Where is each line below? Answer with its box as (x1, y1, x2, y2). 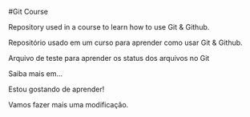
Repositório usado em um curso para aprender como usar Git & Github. (8, 38, 243, 47)
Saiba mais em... (8, 69, 63, 79)
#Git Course (8, 7, 48, 16)
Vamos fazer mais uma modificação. (8, 100, 129, 109)
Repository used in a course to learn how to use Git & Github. (8, 22, 210, 31)
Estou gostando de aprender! (8, 84, 105, 94)
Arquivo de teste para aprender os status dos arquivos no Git (8, 54, 210, 63)
